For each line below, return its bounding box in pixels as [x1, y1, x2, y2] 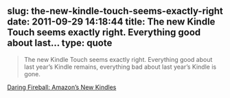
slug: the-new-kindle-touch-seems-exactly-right [7, 5, 223, 17]
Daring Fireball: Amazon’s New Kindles [7, 83, 117, 91]
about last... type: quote [7, 37, 113, 49]
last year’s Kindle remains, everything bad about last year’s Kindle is [23, 63, 217, 71]
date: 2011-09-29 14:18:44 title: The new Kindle [7, 16, 216, 28]
